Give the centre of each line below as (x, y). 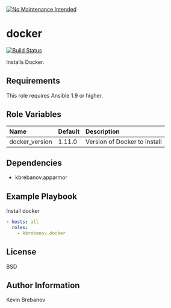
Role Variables (34, 115)
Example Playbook (42, 196)
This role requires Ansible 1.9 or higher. (55, 95)
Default (69, 131)
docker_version (31, 142)
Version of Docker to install (123, 142)
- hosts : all (23, 222)
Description (102, 131)
